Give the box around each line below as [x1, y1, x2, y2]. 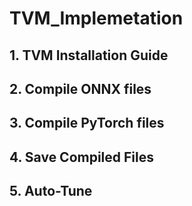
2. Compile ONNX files [9, 80, 152, 97]
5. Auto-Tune [9, 183, 93, 200]
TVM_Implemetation [9, 7, 184, 30]
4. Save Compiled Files [9, 148, 155, 166]
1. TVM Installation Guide [9, 47, 169, 64]
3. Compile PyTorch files [9, 115, 165, 132]
